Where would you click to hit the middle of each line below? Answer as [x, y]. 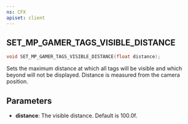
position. [18, 82]
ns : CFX [16, 12]
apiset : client [26, 18]
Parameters [29, 101]
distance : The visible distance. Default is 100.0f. [76, 115]
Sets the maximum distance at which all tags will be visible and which [94, 69]
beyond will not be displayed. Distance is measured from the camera [93, 75]
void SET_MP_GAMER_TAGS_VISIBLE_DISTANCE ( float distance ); [84, 57]
